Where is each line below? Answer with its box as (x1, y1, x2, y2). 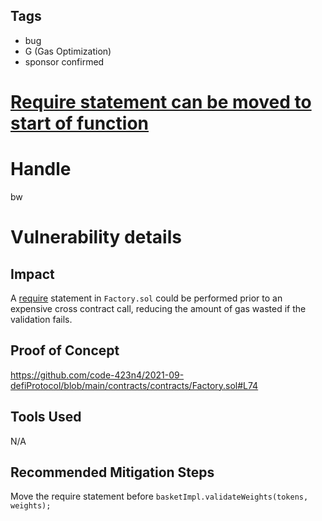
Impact (10, 265, 55, 283)
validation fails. (10, 313, 73, 325)
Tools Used (10, 409, 82, 426)
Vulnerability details (10, 226, 182, 249)
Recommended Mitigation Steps (10, 464, 215, 481)
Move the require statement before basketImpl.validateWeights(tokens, (10, 490, 309, 503)
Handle (10, 158, 72, 181)
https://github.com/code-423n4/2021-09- (10, 369, 185, 381)
